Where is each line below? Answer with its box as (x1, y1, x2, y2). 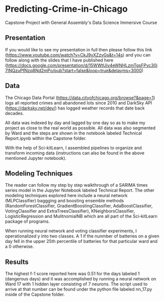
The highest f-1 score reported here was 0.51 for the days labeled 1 (5, 271, 140, 277)
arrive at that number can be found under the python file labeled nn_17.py (5, 286, 153, 292)
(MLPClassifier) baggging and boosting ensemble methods (5, 198, 124, 204)
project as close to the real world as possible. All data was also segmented (5, 125, 156, 130)
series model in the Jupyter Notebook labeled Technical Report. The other (5, 187, 155, 194)
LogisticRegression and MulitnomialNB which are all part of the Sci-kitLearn (5, 214, 158, 219)
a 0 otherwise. (5, 243, 34, 250)
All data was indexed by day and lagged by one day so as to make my (5, 120, 145, 126)
